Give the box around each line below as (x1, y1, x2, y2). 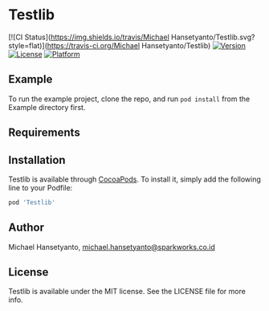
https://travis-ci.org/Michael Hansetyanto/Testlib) (47, 40, 211, 50)
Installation (8, 153, 66, 166)
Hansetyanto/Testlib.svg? (171, 32, 255, 42)
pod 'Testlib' (8, 198, 56, 207)
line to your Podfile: (8, 182, 73, 192)
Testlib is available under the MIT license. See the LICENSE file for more (8, 287, 247, 297)
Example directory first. (8, 102, 86, 112)
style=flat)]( (8, 40, 48, 50)
